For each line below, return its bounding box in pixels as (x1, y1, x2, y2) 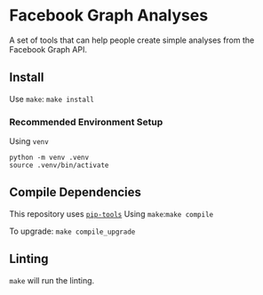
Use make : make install (9, 93, 95, 104)
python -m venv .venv (9, 153, 90, 163)
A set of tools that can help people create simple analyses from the (9, 35, 255, 45)
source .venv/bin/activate (9, 161, 109, 170)
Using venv (9, 136, 49, 147)
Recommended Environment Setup (9, 116, 163, 128)
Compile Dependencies (9, 185, 142, 200)
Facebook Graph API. (9, 44, 87, 54)
